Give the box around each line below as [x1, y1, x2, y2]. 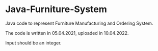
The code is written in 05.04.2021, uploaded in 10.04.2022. [5, 30, 129, 36]
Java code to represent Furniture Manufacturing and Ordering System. [5, 20, 153, 26]
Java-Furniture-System [5, 4, 107, 15]
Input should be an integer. [5, 39, 62, 46]
